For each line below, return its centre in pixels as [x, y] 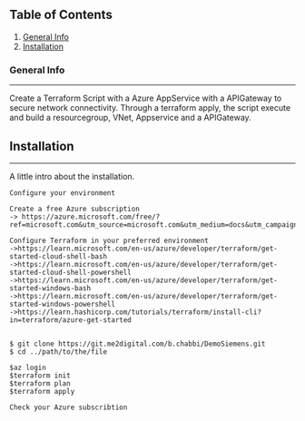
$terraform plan [40, 383]
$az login [28, 367]
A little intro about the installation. [72, 176]
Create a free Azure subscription [75, 209]
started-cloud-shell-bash [58, 256]
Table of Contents [61, 15]
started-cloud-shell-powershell [70, 272]
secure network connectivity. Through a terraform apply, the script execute [150, 108]
